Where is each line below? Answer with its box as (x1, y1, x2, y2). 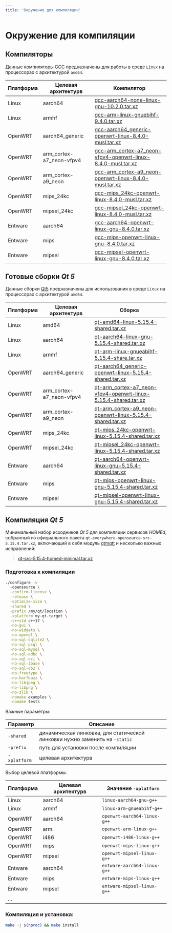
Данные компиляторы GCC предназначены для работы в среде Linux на (5, 64, 165, 70)
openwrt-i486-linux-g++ (102, 834, 160, 841)
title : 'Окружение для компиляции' (5, 7, 81, 13)
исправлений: (5, 546, 36, 552)
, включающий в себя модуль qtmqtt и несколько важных (35, 540, 161, 547)
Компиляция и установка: (5, 911, 74, 918)
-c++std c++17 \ (10, 618, 45, 624)
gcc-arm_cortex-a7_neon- (94, 147, 162, 154)
